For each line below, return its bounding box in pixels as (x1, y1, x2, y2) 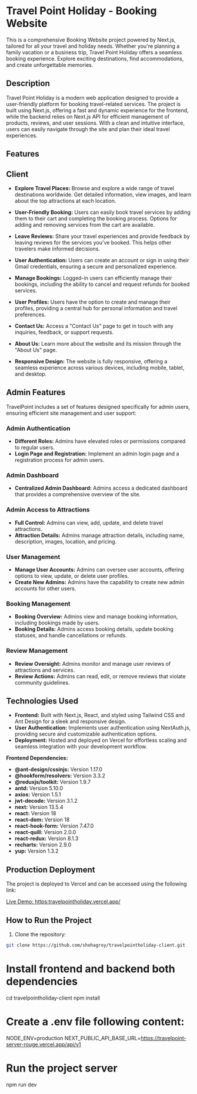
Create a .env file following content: (6, 1015, 185, 1028)
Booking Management (6, 600, 71, 608)
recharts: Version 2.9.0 (14, 841, 72, 848)
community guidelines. (14, 679, 70, 686)
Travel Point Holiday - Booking (6, 4, 157, 18)
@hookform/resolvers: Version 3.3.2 (14, 772, 106, 779)
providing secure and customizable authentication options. (14, 731, 157, 738)
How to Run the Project (6, 915, 92, 925)
